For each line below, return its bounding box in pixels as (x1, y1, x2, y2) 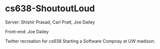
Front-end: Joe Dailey (5, 28, 49, 34)
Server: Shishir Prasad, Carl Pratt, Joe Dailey (5, 19, 95, 25)
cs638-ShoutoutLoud (5, 3, 95, 14)
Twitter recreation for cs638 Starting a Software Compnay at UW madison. (5, 38, 156, 44)
